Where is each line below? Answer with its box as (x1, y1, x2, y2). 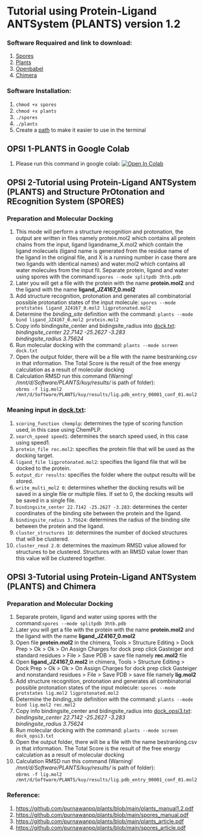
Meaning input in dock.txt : (7, 406, 86, 414)
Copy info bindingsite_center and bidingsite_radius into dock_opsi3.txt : (15, 708, 192, 715)
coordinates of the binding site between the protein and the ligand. (15, 509, 182, 516)
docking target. (15, 452, 54, 459)
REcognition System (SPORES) (7, 196, 124, 206)
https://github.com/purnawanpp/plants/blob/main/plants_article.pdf (15, 818, 184, 825)
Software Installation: (7, 86, 72, 95)
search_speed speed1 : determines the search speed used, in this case (15, 432, 188, 440)
